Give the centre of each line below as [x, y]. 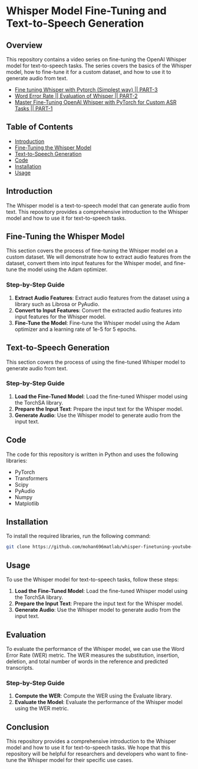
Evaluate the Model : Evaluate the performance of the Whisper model [98, 702]
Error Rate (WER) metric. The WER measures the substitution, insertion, [93, 655]
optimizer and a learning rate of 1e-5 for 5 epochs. [76, 329]
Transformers [31, 478]
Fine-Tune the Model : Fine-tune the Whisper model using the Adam [97, 322]
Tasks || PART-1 [34, 108]
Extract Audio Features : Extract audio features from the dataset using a [102, 298]
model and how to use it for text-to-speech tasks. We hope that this [88, 748]
